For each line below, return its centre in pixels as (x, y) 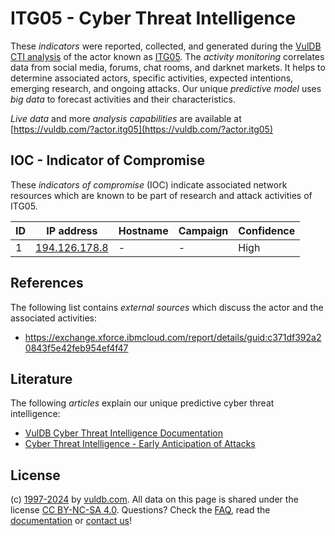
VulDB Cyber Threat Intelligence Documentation (124, 433)
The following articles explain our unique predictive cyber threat (142, 403)
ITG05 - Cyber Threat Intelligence (153, 18)
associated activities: (54, 318)
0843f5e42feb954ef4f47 (76, 348)
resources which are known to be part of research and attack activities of (161, 195)
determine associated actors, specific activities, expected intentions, (152, 78)
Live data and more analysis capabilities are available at (126, 118)
